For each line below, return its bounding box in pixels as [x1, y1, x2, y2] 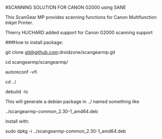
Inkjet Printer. [5, 20, 33, 25]
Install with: [5, 118, 30, 124]
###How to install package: [5, 39, 63, 45]
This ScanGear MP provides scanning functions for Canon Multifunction [5, 14, 157, 20]
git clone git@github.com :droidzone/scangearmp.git [5, 49, 115, 55]
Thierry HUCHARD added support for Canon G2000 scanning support [5, 30, 153, 35]
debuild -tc [5, 89, 29, 95]
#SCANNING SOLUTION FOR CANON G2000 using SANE [5, 5, 126, 10]
